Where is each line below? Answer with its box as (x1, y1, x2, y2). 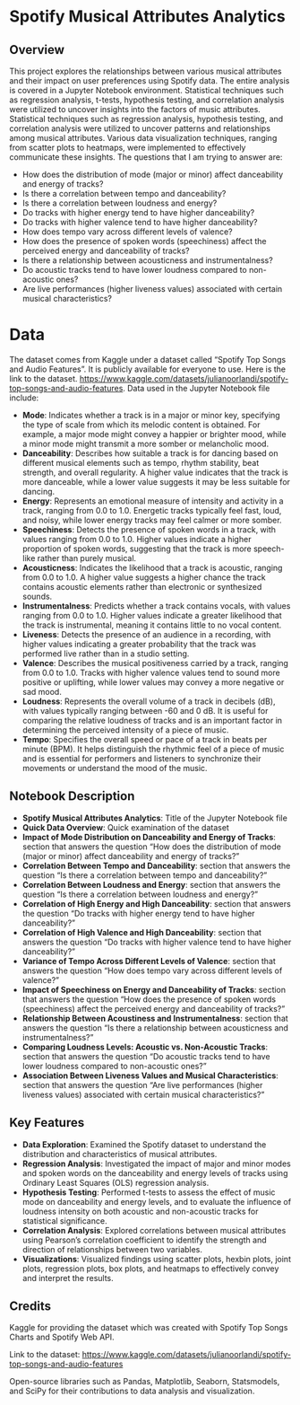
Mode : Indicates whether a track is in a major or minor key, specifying (21, 409, 280, 420)
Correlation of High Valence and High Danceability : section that (21, 926, 262, 937)
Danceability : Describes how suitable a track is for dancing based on (21, 447, 279, 459)
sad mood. (21, 686, 63, 697)
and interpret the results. (21, 1272, 114, 1283)
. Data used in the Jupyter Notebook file (122, 382, 270, 393)
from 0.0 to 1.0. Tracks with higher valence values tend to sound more (21, 667, 280, 678)
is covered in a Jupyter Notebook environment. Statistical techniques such (9, 85, 285, 95)
